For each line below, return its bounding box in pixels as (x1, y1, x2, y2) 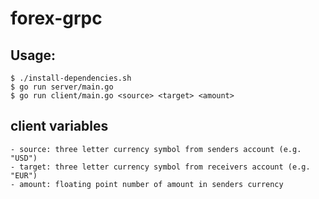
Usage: (10, 47, 57, 64)
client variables (10, 118, 109, 135)
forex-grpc (10, 7, 103, 30)
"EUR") (10, 170, 38, 181)
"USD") (10, 153, 38, 163)
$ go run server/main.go (10, 82, 114, 92)
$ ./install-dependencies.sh (10, 73, 132, 83)
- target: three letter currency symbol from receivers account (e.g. (10, 162, 311, 172)
